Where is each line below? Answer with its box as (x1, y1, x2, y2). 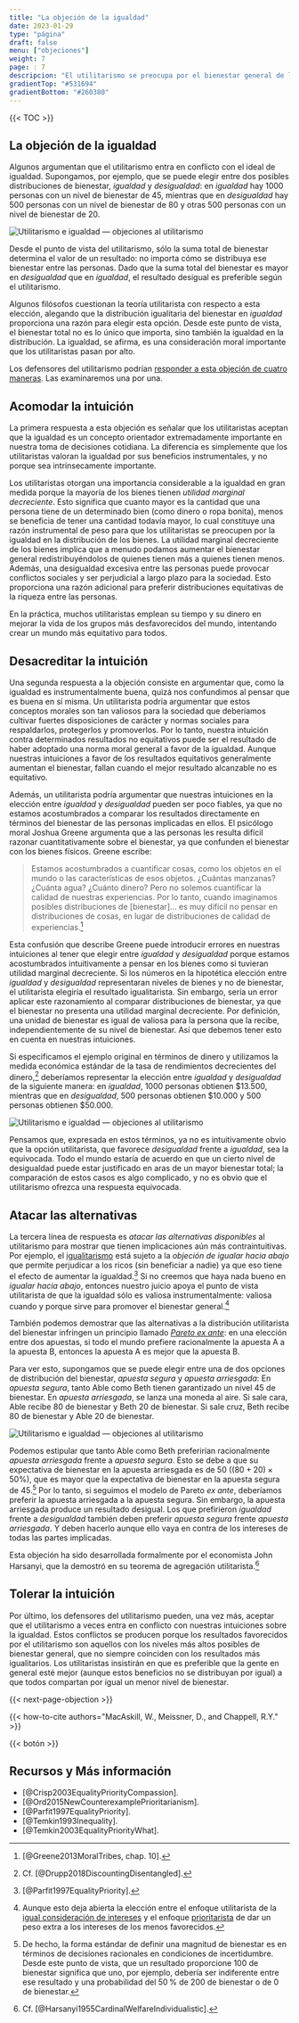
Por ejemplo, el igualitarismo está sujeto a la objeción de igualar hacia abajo (9, 1251, 289, 1261)
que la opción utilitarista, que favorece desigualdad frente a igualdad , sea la (9, 1144, 289, 1155)
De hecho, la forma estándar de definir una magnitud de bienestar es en (21, 1939, 287, 1950)
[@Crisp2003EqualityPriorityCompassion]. (21, 1788, 180, 1798)
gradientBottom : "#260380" (9, 87, 109, 96)
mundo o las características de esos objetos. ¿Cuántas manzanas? (30, 872, 276, 883)
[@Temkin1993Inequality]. (21, 1816, 118, 1827)
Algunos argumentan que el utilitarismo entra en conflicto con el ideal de (9, 161, 276, 172)
